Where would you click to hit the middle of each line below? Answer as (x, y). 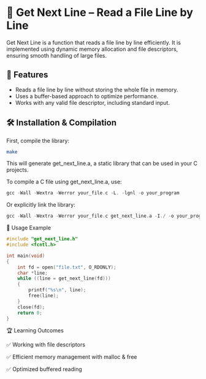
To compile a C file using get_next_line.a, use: (64, 182)
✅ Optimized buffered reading (44, 369)
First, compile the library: (38, 140)
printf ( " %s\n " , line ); (57, 290)
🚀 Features (27, 75)
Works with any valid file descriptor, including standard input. (93, 102)
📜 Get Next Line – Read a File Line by (100, 13)
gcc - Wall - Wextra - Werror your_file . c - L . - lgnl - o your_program (93, 193)
